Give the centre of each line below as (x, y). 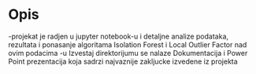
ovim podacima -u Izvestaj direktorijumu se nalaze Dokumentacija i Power (128, 53)
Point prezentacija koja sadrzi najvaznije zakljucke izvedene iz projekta (123, 61)
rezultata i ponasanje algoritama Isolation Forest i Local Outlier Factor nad (128, 44)
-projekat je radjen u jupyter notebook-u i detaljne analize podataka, (119, 36)
